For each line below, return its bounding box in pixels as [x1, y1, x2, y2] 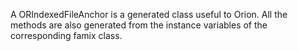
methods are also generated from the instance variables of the [10, 19, 268, 31]
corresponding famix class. [10, 30, 123, 41]
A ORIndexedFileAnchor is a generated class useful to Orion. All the [10, 9, 288, 20]
